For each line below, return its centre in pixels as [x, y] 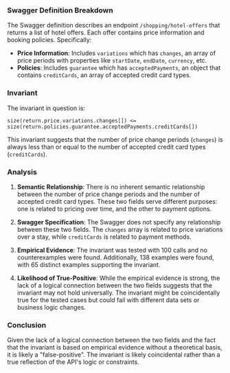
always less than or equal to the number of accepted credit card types [106, 147]
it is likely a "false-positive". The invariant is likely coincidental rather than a [114, 355]
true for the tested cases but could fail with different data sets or [108, 300]
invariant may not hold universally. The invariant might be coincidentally [118, 292]
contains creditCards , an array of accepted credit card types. [104, 75]
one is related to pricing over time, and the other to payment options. [114, 209]
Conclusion [27, 325]
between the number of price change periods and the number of [108, 194]
